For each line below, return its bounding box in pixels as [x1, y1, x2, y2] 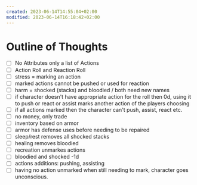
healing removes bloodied [14, 140, 79, 147]
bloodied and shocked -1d [14, 153, 79, 161]
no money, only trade [14, 112, 67, 120]
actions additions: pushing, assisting [14, 160, 104, 167]
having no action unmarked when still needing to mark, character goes [14, 167, 189, 174]
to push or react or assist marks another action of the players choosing [14, 99, 190, 107]
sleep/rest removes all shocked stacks [14, 133, 109, 140]
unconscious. [14, 173, 48, 180]
